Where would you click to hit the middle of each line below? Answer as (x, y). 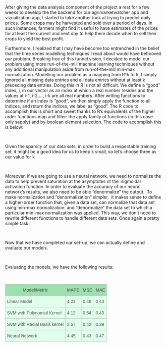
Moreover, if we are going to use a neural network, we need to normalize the (83, 176)
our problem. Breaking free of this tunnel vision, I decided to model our (78, 59)
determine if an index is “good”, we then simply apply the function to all (78, 101)
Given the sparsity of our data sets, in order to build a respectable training (81, 146)
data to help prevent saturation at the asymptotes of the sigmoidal (73, 181)
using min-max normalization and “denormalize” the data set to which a (79, 208)
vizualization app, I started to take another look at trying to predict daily (78, 18)
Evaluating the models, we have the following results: (59, 267)
